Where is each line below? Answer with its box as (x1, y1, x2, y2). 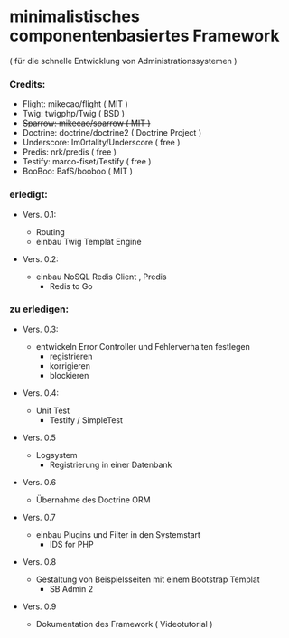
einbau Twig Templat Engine (35, 236, 142, 247)
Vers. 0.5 (22, 432, 57, 443)
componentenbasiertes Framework (9, 25, 280, 46)
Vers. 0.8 (22, 556, 57, 567)
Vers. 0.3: (22, 324, 59, 334)
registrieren (49, 351, 93, 361)
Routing (35, 226, 65, 237)
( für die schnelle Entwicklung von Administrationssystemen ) (9, 55, 238, 66)
